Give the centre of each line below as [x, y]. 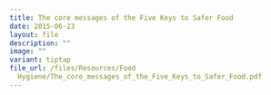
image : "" [28, 52]
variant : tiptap [40, 60]
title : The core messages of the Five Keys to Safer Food [121, 18]
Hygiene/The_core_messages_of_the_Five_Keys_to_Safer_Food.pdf [140, 77]
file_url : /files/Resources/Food [73, 69]
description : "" [40, 43]
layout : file [34, 34]
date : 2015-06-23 [42, 26]
